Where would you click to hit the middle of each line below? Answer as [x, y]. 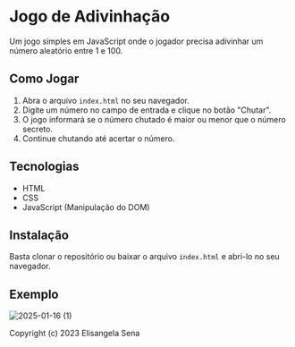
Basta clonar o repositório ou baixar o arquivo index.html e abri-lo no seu [144, 257]
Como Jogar [44, 79]
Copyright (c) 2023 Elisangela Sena [75, 334]
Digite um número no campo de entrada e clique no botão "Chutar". [147, 110]
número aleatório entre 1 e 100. [66, 50]
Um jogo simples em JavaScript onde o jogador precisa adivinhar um [136, 41]
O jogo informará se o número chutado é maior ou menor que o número [154, 119]
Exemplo [34, 294]
